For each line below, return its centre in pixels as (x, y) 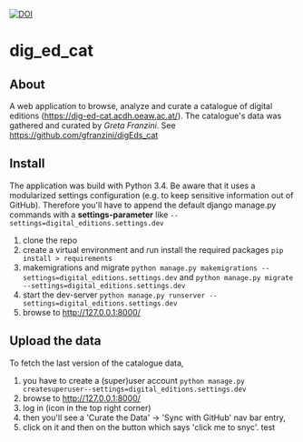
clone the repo (50, 240)
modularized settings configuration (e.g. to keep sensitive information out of (151, 195)
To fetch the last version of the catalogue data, (97, 363)
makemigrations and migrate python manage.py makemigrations (140, 267)
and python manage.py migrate (236, 276)
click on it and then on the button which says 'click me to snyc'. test (149, 427)
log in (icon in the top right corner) (87, 407)
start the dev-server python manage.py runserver (114, 295)
